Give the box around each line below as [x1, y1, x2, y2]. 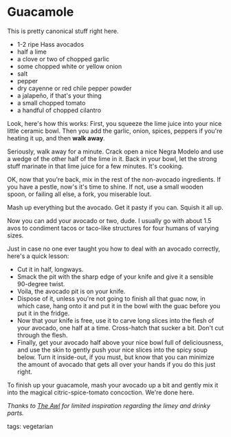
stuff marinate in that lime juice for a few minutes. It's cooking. [7, 162, 184, 170]
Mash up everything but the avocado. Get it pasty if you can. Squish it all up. [7, 203, 223, 211]
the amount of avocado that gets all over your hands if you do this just [16, 360, 216, 368]
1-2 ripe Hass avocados [16, 40, 85, 48]
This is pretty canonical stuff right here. [7, 27, 119, 35]
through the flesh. [16, 331, 68, 339]
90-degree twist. [16, 279, 65, 288]
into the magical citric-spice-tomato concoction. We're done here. [7, 388, 195, 396]
